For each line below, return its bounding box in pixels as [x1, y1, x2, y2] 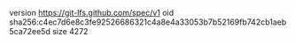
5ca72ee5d [9, 26, 50, 36]
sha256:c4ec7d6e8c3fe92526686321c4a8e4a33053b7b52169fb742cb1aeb [9, 17, 287, 27]
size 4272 [51, 26, 89, 36]
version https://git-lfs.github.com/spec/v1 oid [9, 8, 175, 18]
